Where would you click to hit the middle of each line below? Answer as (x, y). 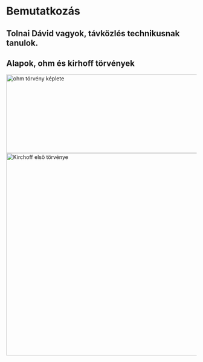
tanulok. (22, 43)
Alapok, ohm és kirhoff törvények (70, 63)
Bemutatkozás (43, 11)
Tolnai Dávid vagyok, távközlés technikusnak (93, 34)
